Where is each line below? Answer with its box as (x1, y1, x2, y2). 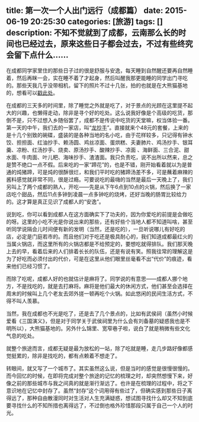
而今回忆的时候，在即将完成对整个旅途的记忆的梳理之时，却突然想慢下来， (6, 372, 188, 379)
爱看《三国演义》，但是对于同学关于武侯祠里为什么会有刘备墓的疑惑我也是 (6, 317, 185, 324)
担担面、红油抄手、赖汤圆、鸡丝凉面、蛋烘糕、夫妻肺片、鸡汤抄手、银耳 (16, 139, 193, 146)
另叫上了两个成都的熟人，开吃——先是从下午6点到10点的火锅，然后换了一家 (6, 183, 191, 190)
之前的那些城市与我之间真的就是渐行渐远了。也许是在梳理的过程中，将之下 (11, 379, 193, 386)
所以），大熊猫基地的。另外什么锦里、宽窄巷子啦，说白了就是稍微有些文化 (11, 325, 191, 332)
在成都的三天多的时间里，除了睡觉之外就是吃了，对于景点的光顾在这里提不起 (6, 101, 193, 108)
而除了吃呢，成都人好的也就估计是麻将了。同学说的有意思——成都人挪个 (6, 275, 182, 282)
